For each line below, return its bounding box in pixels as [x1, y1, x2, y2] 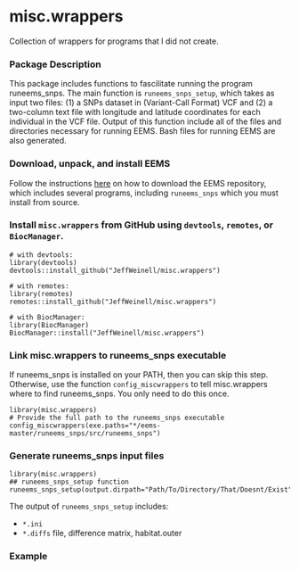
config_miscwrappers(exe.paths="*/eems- [9, 421, 162, 430]
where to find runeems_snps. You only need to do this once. [9, 388, 230, 399]
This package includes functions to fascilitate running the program [9, 79, 254, 89]
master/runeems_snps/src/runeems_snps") [9, 429, 162, 438]
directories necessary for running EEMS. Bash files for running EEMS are [9, 126, 276, 137]
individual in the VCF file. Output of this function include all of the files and [9, 116, 282, 127]
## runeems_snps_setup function [9, 477, 129, 487]
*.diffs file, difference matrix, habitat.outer [21, 528, 182, 539]
